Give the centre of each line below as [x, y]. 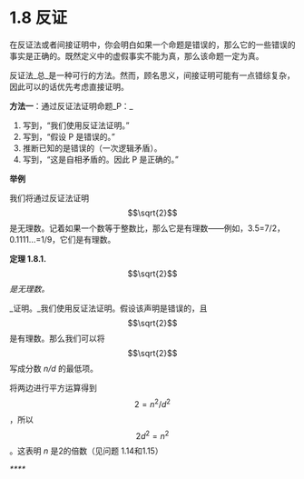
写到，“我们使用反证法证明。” [76, 125]
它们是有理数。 [88, 239]
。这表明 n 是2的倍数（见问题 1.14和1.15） [86, 451]
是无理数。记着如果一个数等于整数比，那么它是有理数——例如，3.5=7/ [141, 228]
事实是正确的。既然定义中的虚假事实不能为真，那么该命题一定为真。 [137, 55]
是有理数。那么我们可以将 [57, 338]
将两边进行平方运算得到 [53, 387]
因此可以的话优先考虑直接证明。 [69, 86]
